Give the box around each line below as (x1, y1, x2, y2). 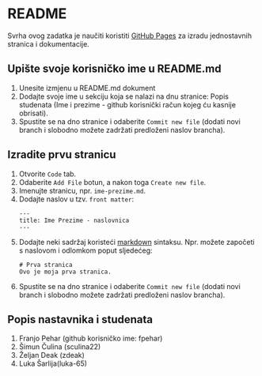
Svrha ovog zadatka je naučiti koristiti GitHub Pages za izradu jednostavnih (7, 31, 253, 40)
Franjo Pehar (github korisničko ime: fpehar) (18, 333, 163, 344)
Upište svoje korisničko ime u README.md (7, 62, 222, 76)
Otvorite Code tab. (18, 169, 77, 179)
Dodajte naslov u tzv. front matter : (18, 194, 135, 204)
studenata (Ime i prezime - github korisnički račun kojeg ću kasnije (18, 100, 237, 109)
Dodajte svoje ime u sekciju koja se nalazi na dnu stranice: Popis (18, 92, 229, 101)
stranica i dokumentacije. (7, 39, 90, 48)
